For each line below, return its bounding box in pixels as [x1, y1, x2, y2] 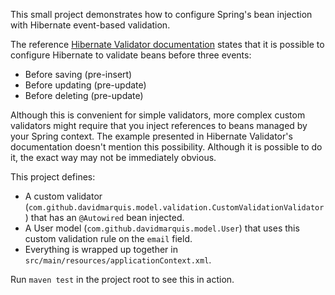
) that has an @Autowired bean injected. [24, 212, 185, 223]
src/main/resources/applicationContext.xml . [24, 254, 212, 266]
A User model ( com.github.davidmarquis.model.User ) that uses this [24, 222, 300, 234]
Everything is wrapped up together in [24, 244, 178, 255]
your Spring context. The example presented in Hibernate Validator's [10, 130, 293, 142]
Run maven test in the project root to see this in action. [10, 274, 235, 285]
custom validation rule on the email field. [24, 233, 193, 244]
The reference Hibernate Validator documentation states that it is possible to [10, 39, 325, 50]
